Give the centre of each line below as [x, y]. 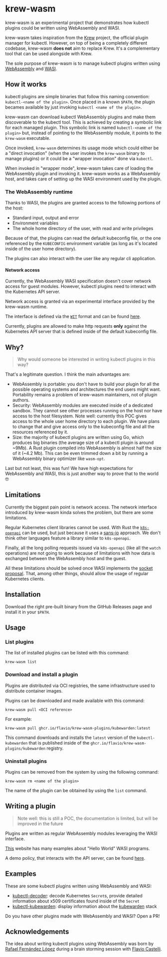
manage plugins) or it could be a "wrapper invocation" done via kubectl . [79, 158]
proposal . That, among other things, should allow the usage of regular [77, 573]
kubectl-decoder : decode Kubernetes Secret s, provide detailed [78, 895]
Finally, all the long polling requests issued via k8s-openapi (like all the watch [83, 548]
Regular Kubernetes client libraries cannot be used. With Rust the [72, 527]
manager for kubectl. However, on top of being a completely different [76, 43]
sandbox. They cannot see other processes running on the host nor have [87, 411]
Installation [23, 594]
